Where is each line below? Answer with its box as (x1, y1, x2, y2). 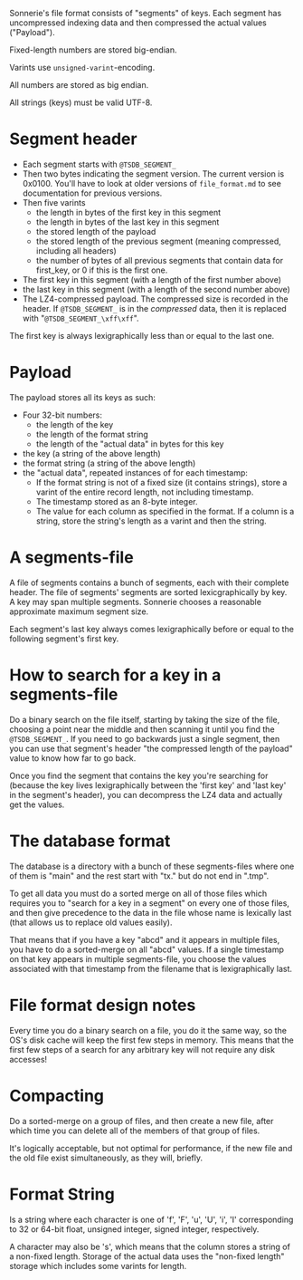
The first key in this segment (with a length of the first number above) (22, 274, 282, 284)
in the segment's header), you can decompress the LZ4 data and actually (9, 789, 283, 800)
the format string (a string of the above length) (22, 457, 196, 468)
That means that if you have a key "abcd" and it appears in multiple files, (9, 934, 280, 945)
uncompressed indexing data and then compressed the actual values (9, 17, 267, 28)
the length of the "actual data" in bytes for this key (35, 438, 224, 449)
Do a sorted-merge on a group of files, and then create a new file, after (9, 1115, 274, 1126)
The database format (9, 831, 171, 851)
